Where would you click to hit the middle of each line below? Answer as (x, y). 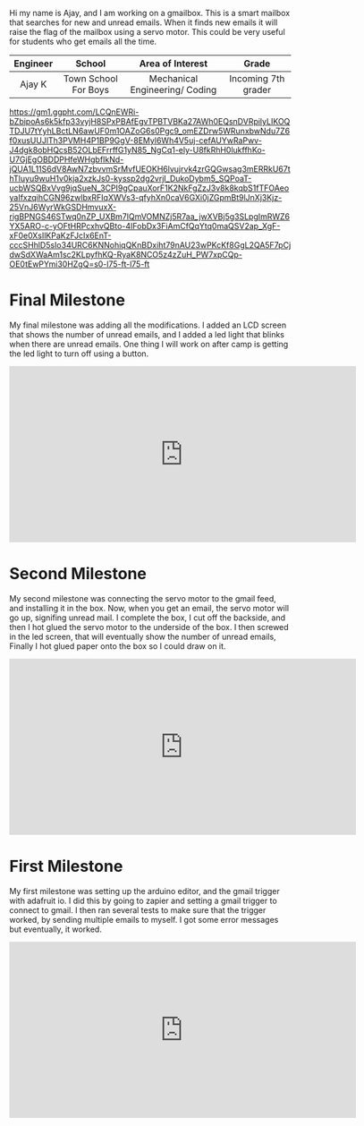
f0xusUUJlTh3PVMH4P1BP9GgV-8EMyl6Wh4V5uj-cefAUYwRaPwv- (135, 141)
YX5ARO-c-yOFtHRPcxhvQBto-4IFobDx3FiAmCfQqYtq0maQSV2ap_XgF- (145, 226)
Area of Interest (174, 64)
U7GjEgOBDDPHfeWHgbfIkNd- (67, 159)
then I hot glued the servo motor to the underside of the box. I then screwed (149, 627)
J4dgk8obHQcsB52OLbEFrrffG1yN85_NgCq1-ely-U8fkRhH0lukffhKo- (137, 150)
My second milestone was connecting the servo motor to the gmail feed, (143, 598)
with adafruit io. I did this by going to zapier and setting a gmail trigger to (143, 900)
